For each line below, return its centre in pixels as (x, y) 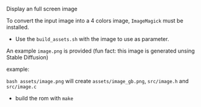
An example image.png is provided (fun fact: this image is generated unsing (101, 51)
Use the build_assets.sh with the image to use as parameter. (92, 39)
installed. (18, 27)
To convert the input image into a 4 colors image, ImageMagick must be (95, 20)
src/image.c (21, 87)
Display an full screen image (42, 9)
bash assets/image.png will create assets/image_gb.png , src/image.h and (98, 81)
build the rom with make (44, 98)
